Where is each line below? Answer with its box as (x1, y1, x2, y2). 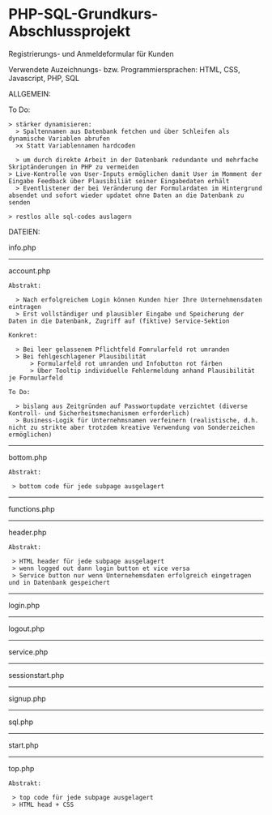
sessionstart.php (8, 670, 65, 680)
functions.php (8, 504, 55, 513)
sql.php (8, 717, 34, 727)
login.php (8, 600, 40, 610)
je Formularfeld (8, 374, 63, 382)
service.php (8, 646, 49, 657)
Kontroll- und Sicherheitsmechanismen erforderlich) (8, 409, 190, 418)
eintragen (8, 302, 42, 311)
